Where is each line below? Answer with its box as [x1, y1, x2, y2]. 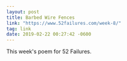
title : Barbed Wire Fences [6, 14, 75, 21]
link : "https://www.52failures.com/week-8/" [6, 20, 122, 26]
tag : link [6, 25, 32, 32]
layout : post [6, 8, 40, 15]
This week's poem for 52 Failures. [6, 48, 92, 55]
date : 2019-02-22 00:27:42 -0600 [6, 31, 92, 37]
